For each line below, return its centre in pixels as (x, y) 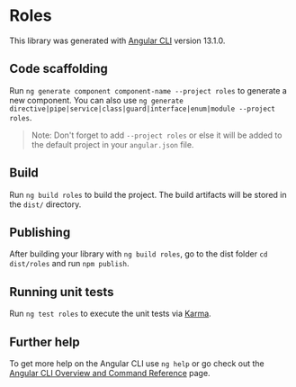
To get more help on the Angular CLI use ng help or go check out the (137, 364)
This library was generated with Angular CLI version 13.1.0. (117, 40)
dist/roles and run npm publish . (69, 264)
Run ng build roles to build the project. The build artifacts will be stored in (148, 194)
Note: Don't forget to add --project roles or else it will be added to (157, 135)
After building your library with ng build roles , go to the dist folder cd (139, 254)
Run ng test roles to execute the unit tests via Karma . (110, 314)
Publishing (40, 232)
